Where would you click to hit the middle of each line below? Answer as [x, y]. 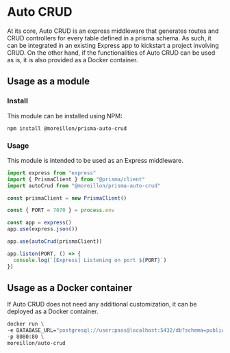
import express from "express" [52, 173]
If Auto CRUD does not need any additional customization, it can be [102, 304]
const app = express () [39, 223]
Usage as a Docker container [70, 288]
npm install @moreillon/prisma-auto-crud [67, 128]
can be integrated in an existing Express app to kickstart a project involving [113, 45]
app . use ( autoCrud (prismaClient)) [55, 241]
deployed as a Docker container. [53, 311]
